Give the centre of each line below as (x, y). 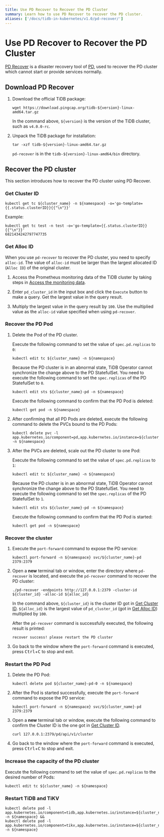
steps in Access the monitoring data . (49, 282)
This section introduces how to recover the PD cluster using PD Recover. (78, 180)
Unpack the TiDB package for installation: (54, 136)
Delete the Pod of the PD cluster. (45, 335)
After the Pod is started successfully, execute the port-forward (75, 693)
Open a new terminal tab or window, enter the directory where (75, 571)
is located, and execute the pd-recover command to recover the (93, 576)
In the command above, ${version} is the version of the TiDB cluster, (81, 121)
